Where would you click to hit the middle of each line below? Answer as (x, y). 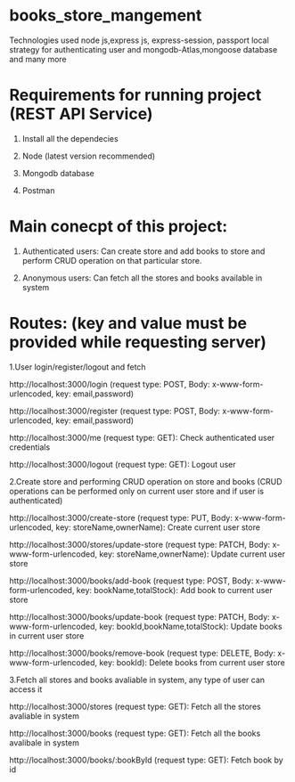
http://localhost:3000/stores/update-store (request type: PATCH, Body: (140, 544)
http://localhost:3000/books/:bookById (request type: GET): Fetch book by (146, 760)
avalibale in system (45, 742)
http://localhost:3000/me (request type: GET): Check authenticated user (142, 437)
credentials (30, 447)
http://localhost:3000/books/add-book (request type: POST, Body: (131, 581)
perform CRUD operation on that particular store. (112, 260)
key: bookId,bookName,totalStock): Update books (191, 626)
